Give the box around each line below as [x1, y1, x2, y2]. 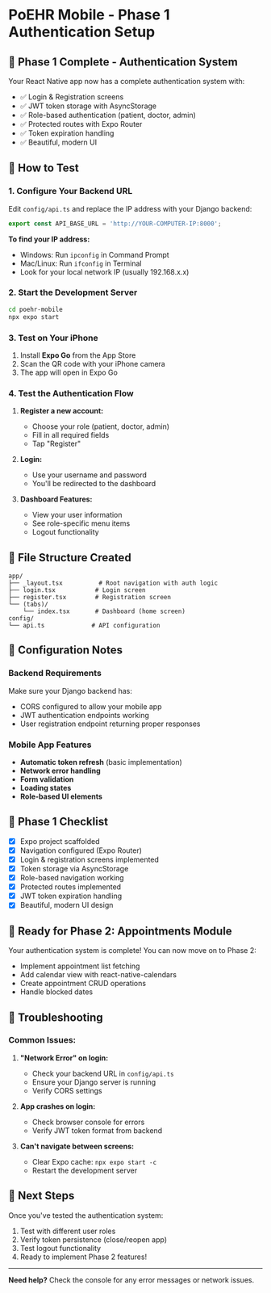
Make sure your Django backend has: [8, 686, 133, 695]
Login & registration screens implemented [19, 854, 160, 864]
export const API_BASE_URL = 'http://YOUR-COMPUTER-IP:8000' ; [8, 220, 222, 228]
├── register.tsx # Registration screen [8, 594, 172, 602]
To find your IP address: [8, 234, 90, 244]
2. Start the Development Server [8, 287, 138, 298]
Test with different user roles [19, 1226, 116, 1236]
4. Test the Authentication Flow [8, 388, 135, 399]
